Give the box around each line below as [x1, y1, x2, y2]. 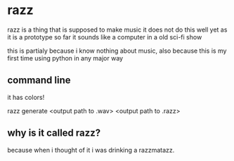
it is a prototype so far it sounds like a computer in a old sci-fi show [7, 32, 202, 41]
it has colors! [7, 93, 45, 101]
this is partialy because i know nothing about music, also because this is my [7, 46, 227, 55]
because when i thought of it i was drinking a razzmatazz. [7, 146, 175, 154]
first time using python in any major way [7, 53, 124, 62]
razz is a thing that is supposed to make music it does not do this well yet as [7, 25, 228, 34]
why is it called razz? [7, 127, 101, 139]
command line [7, 75, 72, 86]
